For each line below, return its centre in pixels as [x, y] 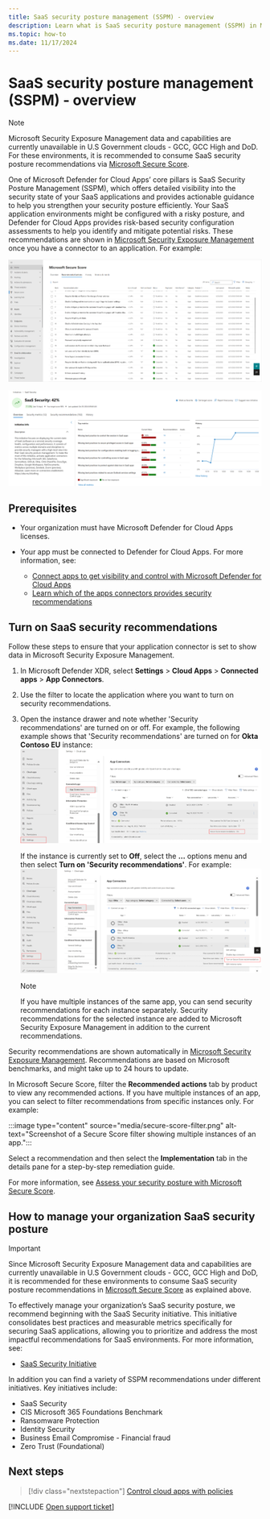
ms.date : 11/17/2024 [43, 43]
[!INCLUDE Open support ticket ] [61, 1506]
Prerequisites [43, 508]
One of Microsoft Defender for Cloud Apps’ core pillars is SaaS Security [127, 180]
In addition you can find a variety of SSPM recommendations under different [135, 1380]
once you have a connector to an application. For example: [105, 248]
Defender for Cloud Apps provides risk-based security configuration [121, 222]
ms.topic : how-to [37, 34]
